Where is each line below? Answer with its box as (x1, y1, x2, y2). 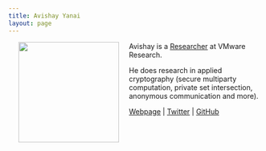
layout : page (8, 19, 52, 27)
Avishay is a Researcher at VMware (129, 41, 247, 51)
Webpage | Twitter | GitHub (129, 106, 219, 116)
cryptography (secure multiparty (129, 74, 237, 84)
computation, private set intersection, (129, 82, 253, 92)
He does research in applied (129, 65, 223, 75)
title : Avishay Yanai (8, 11, 81, 20)
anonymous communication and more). (129, 91, 259, 100)
